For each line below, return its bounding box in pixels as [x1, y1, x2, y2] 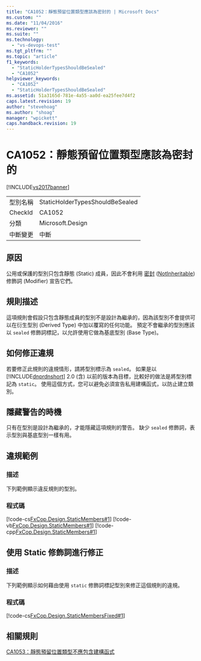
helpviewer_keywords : [6, 76, 61, 82]
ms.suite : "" [6, 31, 39, 37]
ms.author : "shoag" [6, 109, 55, 115]
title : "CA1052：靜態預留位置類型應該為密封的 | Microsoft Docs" [6, 8, 160, 15]
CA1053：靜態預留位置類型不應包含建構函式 [6, 648, 115, 656]
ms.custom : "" [6, 14, 42, 20]
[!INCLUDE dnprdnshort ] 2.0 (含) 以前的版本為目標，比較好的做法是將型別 [6, 373, 187, 380]
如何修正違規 [6, 348, 54, 358]
